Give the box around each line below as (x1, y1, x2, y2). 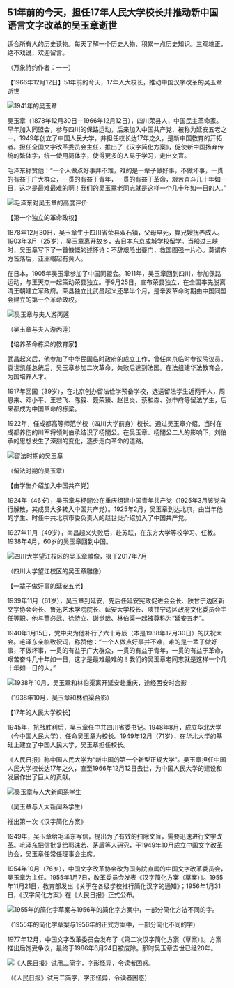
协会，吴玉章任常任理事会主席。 (7, 849, 99, 857)
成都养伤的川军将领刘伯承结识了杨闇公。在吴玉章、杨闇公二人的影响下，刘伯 (7, 428, 227, 436)
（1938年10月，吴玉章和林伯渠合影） (7, 693, 114, 702)
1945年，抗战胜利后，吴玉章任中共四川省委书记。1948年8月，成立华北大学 (7, 723, 222, 731)
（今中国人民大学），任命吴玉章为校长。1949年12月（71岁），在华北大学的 (7, 732, 217, 740)
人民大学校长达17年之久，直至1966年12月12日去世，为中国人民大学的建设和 (7, 764, 223, 772)
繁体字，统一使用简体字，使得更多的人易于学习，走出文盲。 (19, 151, 190, 159)
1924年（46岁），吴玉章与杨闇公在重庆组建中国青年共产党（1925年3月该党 (7, 496, 221, 504)
